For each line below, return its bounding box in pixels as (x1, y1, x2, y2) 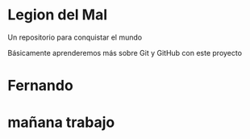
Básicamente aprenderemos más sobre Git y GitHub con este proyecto (7, 48, 243, 57)
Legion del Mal (7, 6, 108, 24)
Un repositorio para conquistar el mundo (7, 32, 143, 42)
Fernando (7, 77, 73, 95)
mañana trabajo (7, 113, 115, 132)
